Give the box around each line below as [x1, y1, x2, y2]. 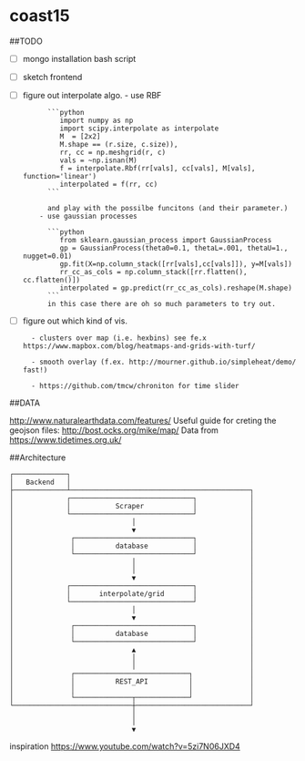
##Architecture [9, 452, 66, 463]
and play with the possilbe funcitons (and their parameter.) [46, 204, 289, 213]
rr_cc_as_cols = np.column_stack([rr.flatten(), [59, 268, 248, 277]
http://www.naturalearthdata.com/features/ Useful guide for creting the [9, 416, 277, 427]
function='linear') [22, 172, 97, 181]
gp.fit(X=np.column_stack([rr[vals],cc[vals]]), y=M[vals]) [59, 260, 293, 269]
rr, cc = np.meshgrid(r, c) [59, 148, 167, 158]
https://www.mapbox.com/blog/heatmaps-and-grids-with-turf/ [22, 342, 256, 351]
